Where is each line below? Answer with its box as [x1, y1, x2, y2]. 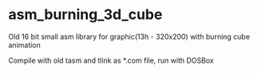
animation [8, 40, 42, 49]
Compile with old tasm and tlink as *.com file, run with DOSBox [8, 56, 214, 65]
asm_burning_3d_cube [8, 6, 163, 24]
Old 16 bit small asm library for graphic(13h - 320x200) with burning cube [8, 32, 250, 41]
